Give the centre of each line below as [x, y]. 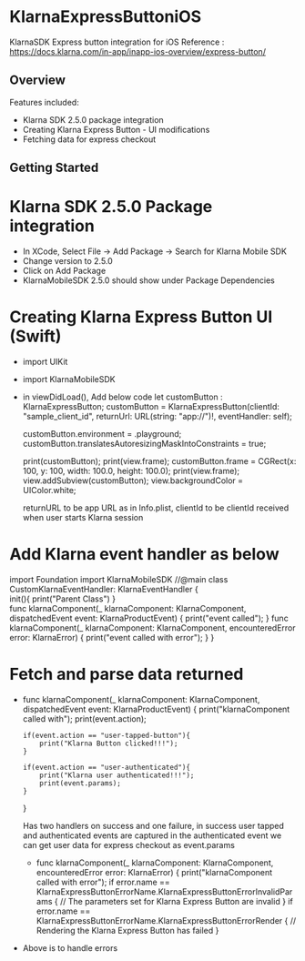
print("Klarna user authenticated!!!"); [117, 775]
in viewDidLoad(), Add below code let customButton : [122, 397]
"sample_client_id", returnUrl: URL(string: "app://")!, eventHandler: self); [158, 417]
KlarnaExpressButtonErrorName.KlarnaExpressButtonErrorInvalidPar [164, 891]
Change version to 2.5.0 [68, 261]
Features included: [44, 102]
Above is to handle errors [70, 947]
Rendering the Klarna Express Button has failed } [127, 930]
